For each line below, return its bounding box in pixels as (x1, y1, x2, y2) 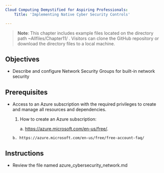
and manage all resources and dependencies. (12, 107, 107, 113)
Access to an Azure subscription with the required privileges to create (12, 101, 157, 107)
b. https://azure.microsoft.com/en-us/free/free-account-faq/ (12, 136, 145, 141)
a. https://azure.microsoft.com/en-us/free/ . (19, 126, 109, 132)
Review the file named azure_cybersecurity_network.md (12, 162, 128, 168)
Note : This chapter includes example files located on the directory (17, 30, 154, 36)
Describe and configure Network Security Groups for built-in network (12, 68, 156, 74)
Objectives (5, 55, 40, 63)
